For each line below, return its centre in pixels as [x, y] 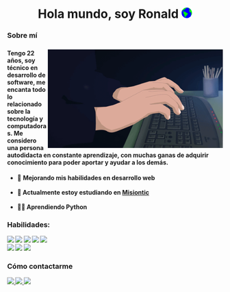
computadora [27, 126]
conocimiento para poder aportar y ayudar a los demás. [88, 162]
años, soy [21, 60]
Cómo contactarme [40, 266]
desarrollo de [26, 75]
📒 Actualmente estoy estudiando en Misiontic [83, 192]
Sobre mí [22, 36]
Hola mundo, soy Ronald [108, 14]
